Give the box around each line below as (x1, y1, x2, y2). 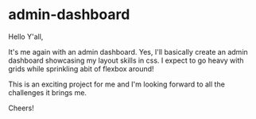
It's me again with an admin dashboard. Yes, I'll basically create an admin (8, 47, 248, 56)
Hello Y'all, (8, 32, 44, 41)
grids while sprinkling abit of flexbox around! (8, 63, 154, 73)
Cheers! (8, 103, 34, 113)
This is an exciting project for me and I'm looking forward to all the (8, 79, 225, 89)
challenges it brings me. (8, 87, 87, 97)
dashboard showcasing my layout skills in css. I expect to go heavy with (8, 56, 244, 65)
